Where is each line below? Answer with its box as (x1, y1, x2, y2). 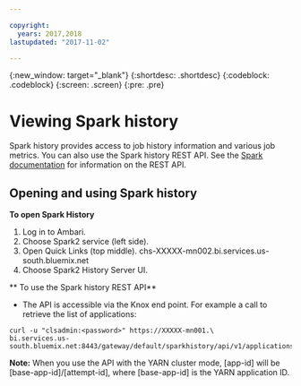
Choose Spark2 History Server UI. (21, 265, 148, 276)
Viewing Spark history (9, 111, 179, 131)
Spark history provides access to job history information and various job (9, 141, 276, 151)
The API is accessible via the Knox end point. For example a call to (21, 299, 268, 310)
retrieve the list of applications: (21, 309, 137, 320)
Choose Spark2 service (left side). (21, 236, 150, 247)
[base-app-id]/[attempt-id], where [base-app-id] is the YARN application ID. (9, 367, 290, 378)
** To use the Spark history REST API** (9, 282, 157, 293)
